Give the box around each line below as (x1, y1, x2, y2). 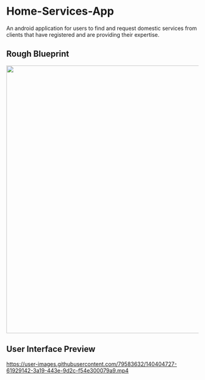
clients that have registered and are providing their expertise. (6, 31, 160, 38)
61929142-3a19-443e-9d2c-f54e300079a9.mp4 (6, 367, 129, 374)
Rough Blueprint (6, 49, 70, 59)
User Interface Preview (6, 344, 96, 354)
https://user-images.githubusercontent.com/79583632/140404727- (6, 360, 177, 368)
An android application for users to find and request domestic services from (6, 24, 197, 32)
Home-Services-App (6, 4, 114, 18)
